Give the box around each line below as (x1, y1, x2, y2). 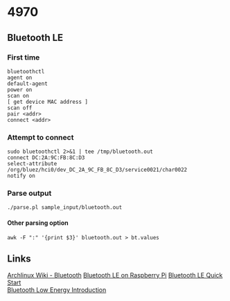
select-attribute (7, 161, 57, 167)
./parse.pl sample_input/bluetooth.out (7, 204, 123, 211)
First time (7, 53, 40, 62)
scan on (7, 92, 30, 99)
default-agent (7, 80, 48, 87)
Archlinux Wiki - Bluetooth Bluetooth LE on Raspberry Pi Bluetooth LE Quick (7, 271, 223, 280)
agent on (7, 74, 33, 81)
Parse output (7, 188, 52, 198)
